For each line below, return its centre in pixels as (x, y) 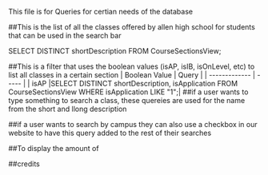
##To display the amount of (54, 148)
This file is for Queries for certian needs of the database (101, 12)
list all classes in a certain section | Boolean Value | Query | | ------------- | (132, 75)
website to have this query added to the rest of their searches (110, 133)
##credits (24, 164)
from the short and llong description (68, 109)
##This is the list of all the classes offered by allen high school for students (132, 27)
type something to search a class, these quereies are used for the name (127, 100)
